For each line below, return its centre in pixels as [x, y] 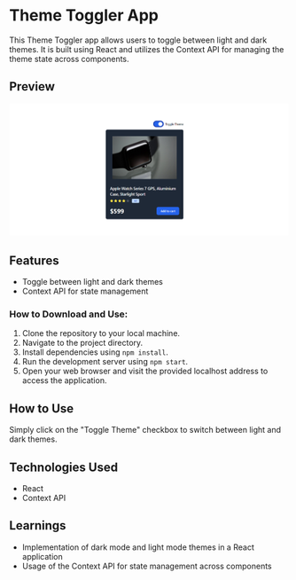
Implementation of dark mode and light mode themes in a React [138, 547]
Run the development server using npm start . [105, 362]
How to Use [42, 408]
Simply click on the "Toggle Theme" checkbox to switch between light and [145, 430]
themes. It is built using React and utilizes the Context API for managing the [147, 49]
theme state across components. [70, 59]
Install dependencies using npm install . [95, 352]
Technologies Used [63, 467]
